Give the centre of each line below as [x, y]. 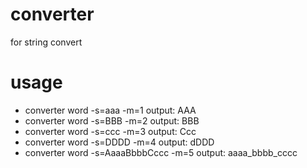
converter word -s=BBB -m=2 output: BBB [112, 120]
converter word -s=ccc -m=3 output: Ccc [110, 131]
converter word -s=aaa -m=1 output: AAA [110, 110]
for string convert [46, 42]
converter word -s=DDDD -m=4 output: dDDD [119, 142]
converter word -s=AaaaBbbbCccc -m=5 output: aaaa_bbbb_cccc [161, 152]
